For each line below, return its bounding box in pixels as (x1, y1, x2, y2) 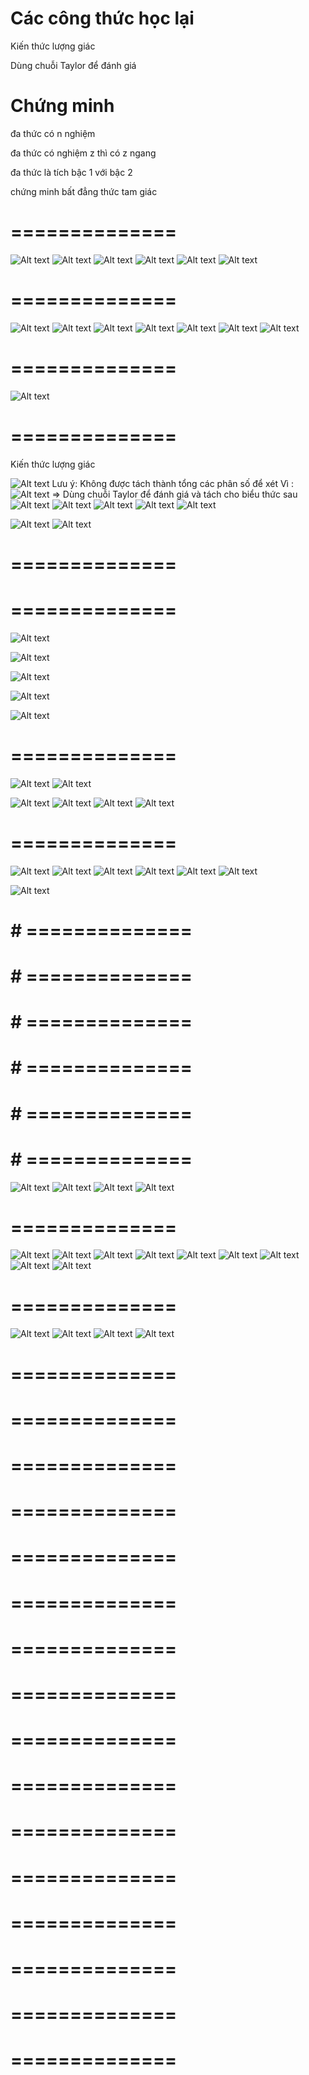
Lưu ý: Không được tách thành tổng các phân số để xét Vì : (51, 477, 294, 489)
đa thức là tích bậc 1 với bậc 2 (10, 166, 133, 178)
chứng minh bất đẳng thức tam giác (10, 185, 158, 197)
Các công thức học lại (10, 7, 195, 30)
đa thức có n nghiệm (10, 127, 96, 139)
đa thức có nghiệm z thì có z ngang (10, 147, 157, 159)
